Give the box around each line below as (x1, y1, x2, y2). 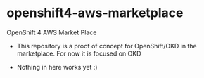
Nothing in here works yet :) (16, 63, 98, 71)
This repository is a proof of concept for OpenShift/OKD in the (16, 41, 198, 50)
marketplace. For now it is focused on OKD (16, 49, 141, 58)
